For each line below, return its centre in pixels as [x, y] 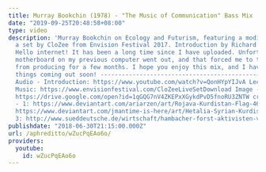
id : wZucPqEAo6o [49, 155]
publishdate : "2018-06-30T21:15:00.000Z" [78, 126]
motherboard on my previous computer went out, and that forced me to [134, 60]
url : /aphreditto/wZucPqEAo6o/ [60, 133]
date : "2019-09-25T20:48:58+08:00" [67, 23]
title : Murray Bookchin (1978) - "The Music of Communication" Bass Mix [131, 15]
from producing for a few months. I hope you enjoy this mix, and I [131, 67]
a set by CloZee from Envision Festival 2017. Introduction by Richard [136, 45]
